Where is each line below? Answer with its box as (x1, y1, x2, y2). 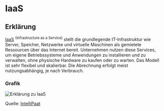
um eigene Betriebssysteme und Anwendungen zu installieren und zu (5, 52, 146, 58)
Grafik (5, 80, 21, 86)
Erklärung (5, 23, 36, 31)
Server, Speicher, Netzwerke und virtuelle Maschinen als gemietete (5, 41, 142, 47)
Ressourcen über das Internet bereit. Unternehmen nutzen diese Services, (5, 47, 156, 53)
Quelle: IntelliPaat (5, 100, 41, 106)
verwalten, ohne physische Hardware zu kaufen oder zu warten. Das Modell (5, 57, 160, 63)
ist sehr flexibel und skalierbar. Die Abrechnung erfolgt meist (5, 62, 128, 68)
